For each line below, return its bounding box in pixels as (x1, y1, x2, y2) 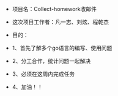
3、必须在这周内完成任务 (12, 70, 75, 78)
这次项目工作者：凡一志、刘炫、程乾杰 (12, 18, 109, 26)
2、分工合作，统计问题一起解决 (12, 57, 91, 64)
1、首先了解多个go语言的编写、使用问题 (12, 45, 112, 51)
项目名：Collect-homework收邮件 (12, 6, 97, 12)
